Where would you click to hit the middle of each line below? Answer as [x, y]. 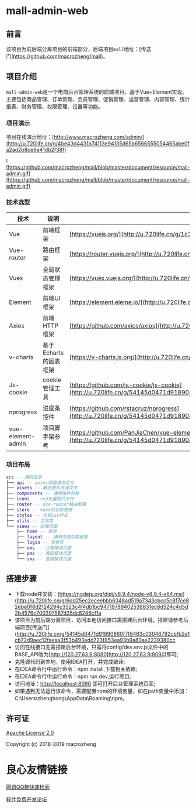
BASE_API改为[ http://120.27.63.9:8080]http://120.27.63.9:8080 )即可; [97, 654]
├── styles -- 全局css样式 [37, 515]
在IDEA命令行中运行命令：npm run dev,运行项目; [73, 676]
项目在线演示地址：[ [30, 137]
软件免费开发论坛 [27, 800]
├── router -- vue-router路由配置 [46, 504]
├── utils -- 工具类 [30, 521]
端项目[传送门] [32, 627]
